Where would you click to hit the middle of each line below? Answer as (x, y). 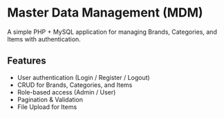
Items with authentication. (44, 39)
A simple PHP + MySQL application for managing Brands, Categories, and (112, 32)
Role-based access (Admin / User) (66, 92)
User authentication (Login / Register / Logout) (83, 77)
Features (27, 61)
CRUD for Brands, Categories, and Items (75, 85)
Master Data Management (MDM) (105, 13)
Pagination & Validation (50, 99)
